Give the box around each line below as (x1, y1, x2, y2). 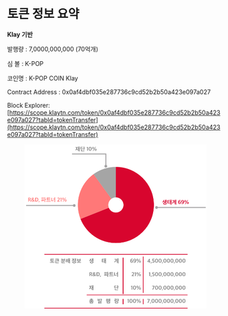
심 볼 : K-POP (7, 59, 44, 67)
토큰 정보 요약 (7, 6, 80, 22)
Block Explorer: (7, 101, 50, 109)
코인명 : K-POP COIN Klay (7, 74, 78, 82)
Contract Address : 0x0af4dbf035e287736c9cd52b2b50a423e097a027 (7, 87, 211, 96)
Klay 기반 (7, 30, 33, 38)
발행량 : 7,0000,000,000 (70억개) (7, 45, 98, 53)
